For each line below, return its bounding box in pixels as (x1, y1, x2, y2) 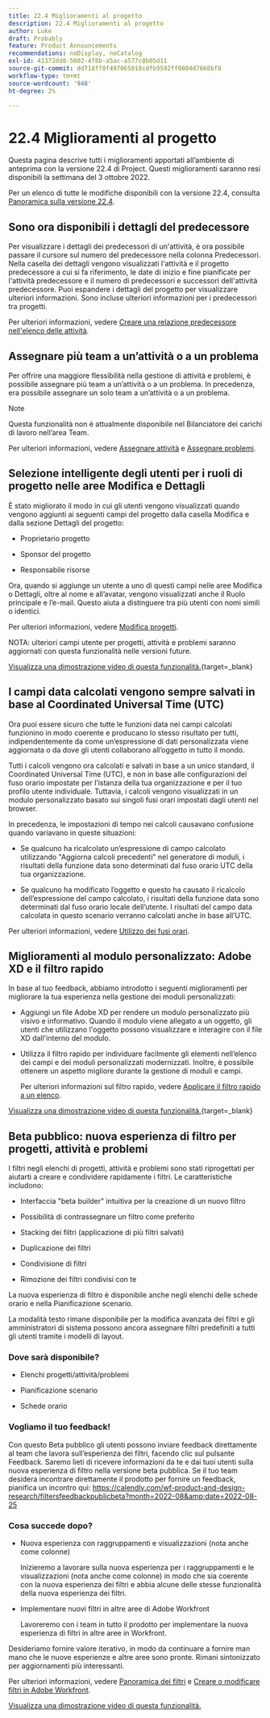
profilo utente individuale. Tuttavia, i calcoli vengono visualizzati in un (8, 786, 239, 796)
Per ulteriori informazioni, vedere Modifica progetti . (8, 622, 179, 631)
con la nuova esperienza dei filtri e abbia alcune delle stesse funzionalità (19, 1580, 262, 1590)
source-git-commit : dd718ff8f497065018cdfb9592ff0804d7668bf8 (8, 65, 222, 73)
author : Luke (8, 27, 52, 35)
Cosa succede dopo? (8, 1519, 93, 1531)
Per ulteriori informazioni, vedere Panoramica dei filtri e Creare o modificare (8, 1677, 260, 1687)
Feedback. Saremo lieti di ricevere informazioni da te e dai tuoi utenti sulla (8, 1456, 254, 1466)
